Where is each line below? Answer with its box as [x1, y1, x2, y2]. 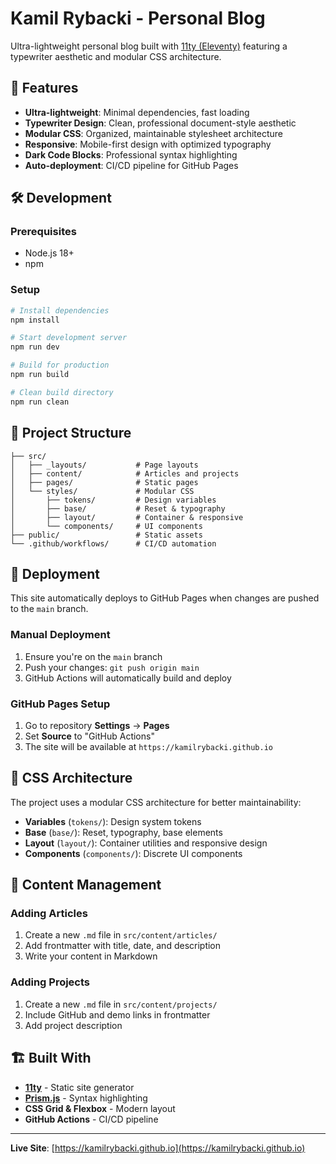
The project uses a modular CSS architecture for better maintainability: [10, 796, 302, 808]
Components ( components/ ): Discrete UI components [24, 847, 243, 859]
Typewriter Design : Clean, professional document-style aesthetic [24, 117, 297, 129]
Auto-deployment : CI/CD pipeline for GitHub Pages [24, 159, 239, 171]
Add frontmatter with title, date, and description [24, 940, 222, 952]
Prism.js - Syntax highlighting [24, 1092, 148, 1104]
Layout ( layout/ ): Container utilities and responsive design [24, 837, 268, 849]
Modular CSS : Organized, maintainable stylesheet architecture [24, 127, 284, 139]
